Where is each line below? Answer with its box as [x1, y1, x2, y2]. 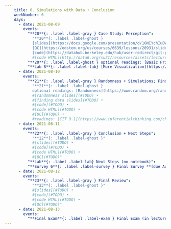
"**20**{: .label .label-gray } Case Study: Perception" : [27, 31, 154, 36]
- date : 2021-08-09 [18, 21, 60, 27]
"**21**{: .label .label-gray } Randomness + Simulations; [27, 79, 156, 84]
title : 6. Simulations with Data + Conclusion [14, 7, 115, 13]
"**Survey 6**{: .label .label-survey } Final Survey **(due [27, 164, 160, 169]
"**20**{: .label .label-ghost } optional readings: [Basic [27, 60, 158, 65]
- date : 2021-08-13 [18, 207, 60, 212]
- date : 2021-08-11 [18, 121, 60, 126]
